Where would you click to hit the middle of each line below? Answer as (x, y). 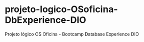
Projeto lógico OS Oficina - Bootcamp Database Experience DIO (72, 34)
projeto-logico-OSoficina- (61, 9)
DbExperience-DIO (45, 20)
